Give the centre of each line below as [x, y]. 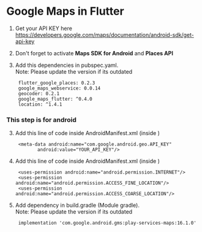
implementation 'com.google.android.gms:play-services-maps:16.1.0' [107, 223]
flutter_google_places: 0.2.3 [57, 83]
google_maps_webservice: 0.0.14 [59, 88]
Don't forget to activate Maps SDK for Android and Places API [94, 53]
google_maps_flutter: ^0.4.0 [55, 99]
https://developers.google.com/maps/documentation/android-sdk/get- [104, 34]
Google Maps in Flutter [65, 11]
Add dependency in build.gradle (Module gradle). [77, 205]
